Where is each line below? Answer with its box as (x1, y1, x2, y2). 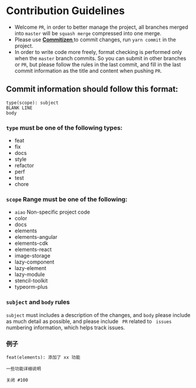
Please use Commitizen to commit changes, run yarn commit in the (14, 36, 177, 43)
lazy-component (14, 258, 54, 265)
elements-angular (14, 234, 58, 241)
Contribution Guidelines (6, 4, 125, 18)
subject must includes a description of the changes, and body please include (6, 311, 191, 318)
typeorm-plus (14, 284, 48, 291)
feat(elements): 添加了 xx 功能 (6, 354, 81, 360)
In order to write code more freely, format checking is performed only (14, 48, 183, 55)
